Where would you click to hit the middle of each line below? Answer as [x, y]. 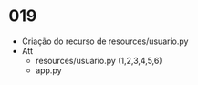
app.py [48, 70]
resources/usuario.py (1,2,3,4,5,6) [99, 60]
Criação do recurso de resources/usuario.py [105, 41]
